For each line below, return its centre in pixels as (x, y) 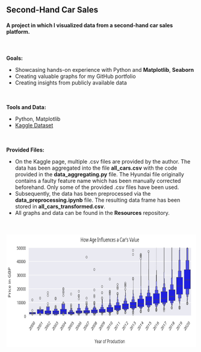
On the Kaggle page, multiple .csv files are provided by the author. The (103, 161)
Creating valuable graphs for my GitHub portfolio (76, 76)
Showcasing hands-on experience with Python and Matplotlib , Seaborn (104, 69)
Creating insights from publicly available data (71, 82)
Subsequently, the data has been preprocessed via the (83, 193)
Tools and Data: (26, 107)
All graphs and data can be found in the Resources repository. (92, 213)
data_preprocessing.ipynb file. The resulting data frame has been (97, 200)
